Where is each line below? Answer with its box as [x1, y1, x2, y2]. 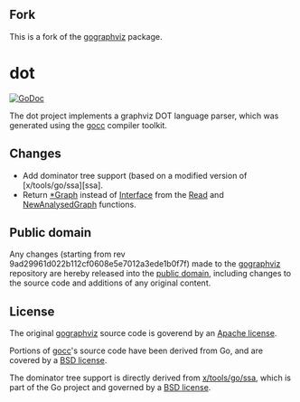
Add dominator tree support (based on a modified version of [22, 170, 248, 181]
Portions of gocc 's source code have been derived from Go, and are [9, 345, 264, 356]
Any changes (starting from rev [9, 248, 126, 260]
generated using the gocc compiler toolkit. [9, 119, 167, 130]
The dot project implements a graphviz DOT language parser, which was [9, 110, 279, 121]
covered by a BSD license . [9, 355, 108, 366]
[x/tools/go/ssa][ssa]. [22, 180, 104, 191]
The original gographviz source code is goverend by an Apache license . [9, 328, 277, 339]
